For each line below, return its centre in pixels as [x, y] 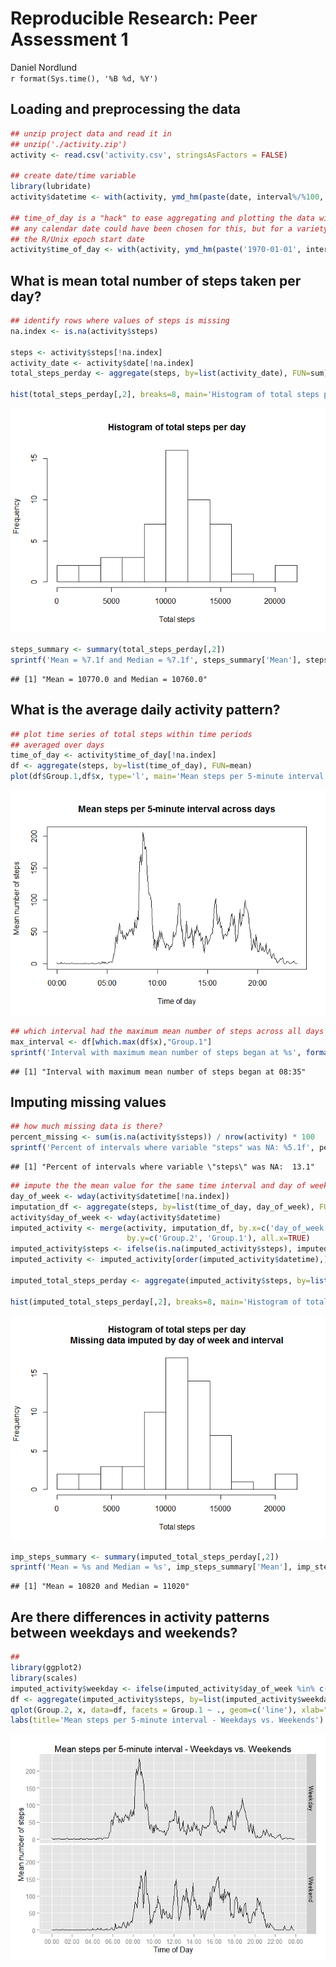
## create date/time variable [73, 176]
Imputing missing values [88, 1102]
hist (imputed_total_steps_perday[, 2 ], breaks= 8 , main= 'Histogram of [156, 1302]
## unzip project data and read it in [91, 133]
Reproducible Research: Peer [134, 18]
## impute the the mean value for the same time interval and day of [158, 1186]
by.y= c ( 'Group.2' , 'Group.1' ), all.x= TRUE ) [218, 1238]
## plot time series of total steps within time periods [131, 734]
